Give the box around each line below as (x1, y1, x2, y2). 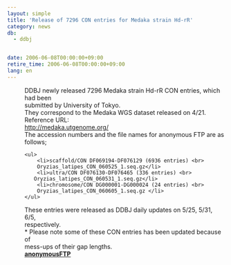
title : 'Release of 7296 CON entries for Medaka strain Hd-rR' (7, 17, 194, 24)
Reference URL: (24, 116, 69, 124)
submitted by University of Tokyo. (24, 101, 121, 109)
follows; (24, 138, 47, 146)
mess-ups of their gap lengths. (24, 242, 113, 250)
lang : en (7, 67, 33, 74)
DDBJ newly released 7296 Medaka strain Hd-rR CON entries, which (24, 86, 221, 94)
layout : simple (7, 10, 51, 17)
